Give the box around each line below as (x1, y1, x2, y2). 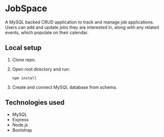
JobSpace (5, 3, 47, 14)
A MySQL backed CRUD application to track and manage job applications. (5, 19, 154, 25)
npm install (12, 75, 37, 81)
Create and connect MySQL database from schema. (12, 84, 117, 90)
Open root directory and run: (12, 66, 70, 72)
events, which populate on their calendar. (5, 29, 89, 35)
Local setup (5, 44, 42, 52)
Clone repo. (12, 57, 36, 63)
